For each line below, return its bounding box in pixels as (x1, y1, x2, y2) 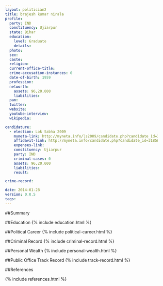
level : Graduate (14, 39, 47, 44)
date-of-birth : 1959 (9, 75, 51, 80)
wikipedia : (9, 115, 32, 121)
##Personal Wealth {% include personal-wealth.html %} (5, 248, 117, 253)
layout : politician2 (5, 7, 47, 12)
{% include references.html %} (5, 276, 67, 282)
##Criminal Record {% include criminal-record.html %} (5, 238, 115, 244)
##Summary (5, 210, 30, 216)
